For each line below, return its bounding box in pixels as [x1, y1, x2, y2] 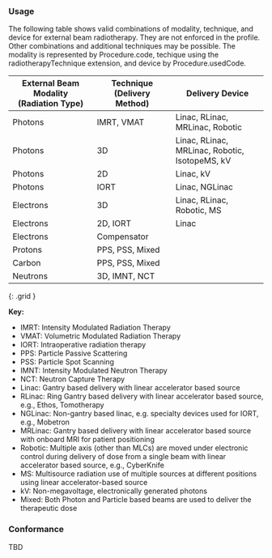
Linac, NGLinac [175, 181, 233, 193]
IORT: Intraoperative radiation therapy [19, 340, 147, 350]
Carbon [12, 258, 41, 269]
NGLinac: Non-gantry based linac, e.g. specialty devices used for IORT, [19, 409, 259, 419]
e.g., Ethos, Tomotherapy [19, 400, 104, 410]
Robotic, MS [175, 205, 222, 216]
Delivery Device [185, 87, 249, 99]
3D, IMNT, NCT [96, 270, 155, 282]
